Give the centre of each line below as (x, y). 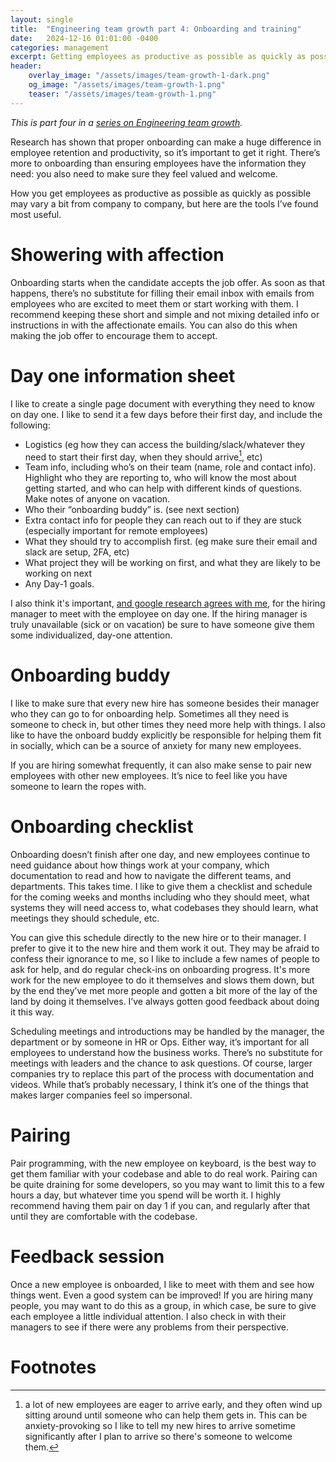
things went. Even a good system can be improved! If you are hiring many (162, 1295)
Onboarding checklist (102, 827)
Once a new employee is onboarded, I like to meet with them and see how (162, 1284)
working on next (58, 573)
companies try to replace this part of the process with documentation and (162, 1074)
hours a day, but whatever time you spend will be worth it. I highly (146, 1195)
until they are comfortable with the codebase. (104, 1216)
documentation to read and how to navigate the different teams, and (151, 876)
